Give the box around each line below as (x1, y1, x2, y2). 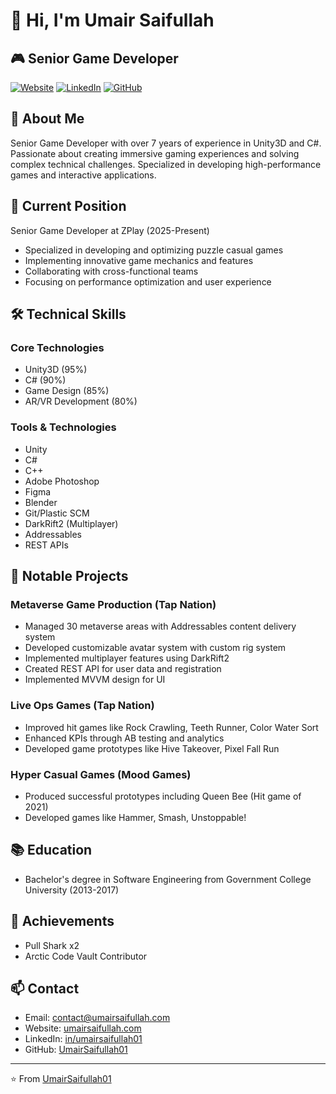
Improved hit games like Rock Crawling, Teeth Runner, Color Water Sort (24, 721, 319, 733)
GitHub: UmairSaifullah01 (24, 1044, 128, 1056)
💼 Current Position (10, 198, 127, 215)
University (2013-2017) (24, 884, 120, 896)
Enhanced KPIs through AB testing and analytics (24, 732, 225, 744)
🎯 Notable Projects (10, 568, 129, 584)
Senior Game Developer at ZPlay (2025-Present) (10, 224, 210, 236)
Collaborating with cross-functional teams (24, 265, 199, 277)
